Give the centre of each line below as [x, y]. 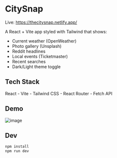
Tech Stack [22, 82]
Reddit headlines [29, 51]
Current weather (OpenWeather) [44, 41]
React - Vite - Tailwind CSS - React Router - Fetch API [59, 93]
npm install [17, 147]
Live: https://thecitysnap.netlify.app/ [41, 22]
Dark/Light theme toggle [36, 67]
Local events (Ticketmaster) [40, 56]
